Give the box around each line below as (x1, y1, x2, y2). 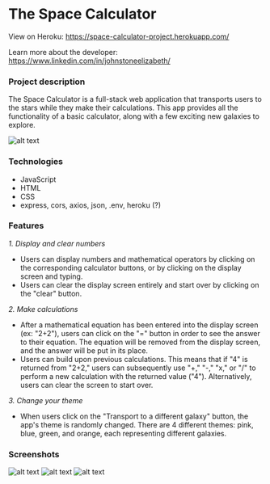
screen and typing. (19, 271, 83, 281)
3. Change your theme (8, 395, 83, 405)
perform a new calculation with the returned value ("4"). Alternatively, (19, 371, 252, 381)
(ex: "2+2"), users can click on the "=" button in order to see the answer (19, 328, 261, 338)
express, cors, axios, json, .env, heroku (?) (19, 200, 162, 210)
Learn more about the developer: (8, 47, 119, 57)
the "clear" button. (19, 288, 82, 298)
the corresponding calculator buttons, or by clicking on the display (19, 263, 242, 272)
